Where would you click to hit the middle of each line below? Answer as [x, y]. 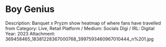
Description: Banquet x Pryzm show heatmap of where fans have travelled [83, 23]
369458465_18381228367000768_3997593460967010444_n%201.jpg [79, 39]
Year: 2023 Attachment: [30, 33]
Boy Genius [30, 9]
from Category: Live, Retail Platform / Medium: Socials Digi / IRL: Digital [80, 28]
